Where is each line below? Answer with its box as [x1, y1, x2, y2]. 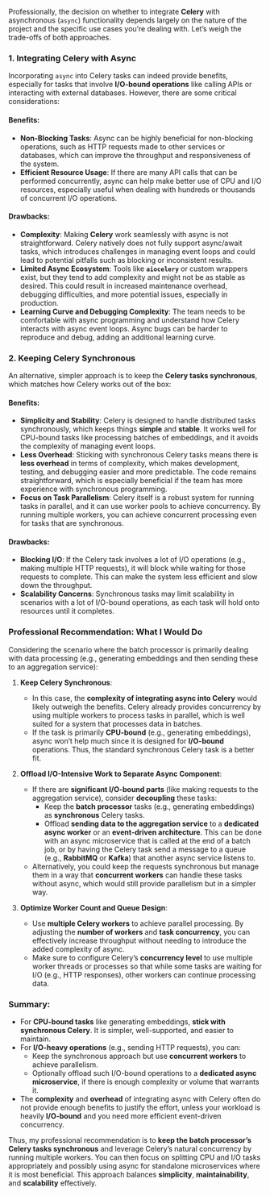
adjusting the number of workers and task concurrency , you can [31, 927, 251, 936]
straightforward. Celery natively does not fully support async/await [19, 238, 243, 248]
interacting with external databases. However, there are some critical [8, 88, 237, 98]
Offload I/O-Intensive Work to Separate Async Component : [19, 769, 222, 778]
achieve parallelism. [31, 1060, 98, 1069]
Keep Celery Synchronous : [19, 677, 113, 687]
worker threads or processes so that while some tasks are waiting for [31, 961, 262, 971]
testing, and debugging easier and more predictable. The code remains [19, 467, 257, 477]
